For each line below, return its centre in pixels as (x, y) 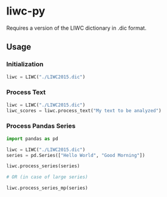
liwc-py (26, 11)
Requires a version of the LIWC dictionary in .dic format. (77, 28)
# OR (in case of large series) (47, 177)
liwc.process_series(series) (43, 166)
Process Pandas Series (41, 126)
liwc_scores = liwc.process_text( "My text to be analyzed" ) (84, 110)
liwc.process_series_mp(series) (47, 188)
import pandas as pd (32, 139)
